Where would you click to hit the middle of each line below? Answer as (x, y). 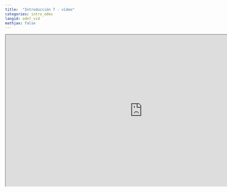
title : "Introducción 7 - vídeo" (40, 9)
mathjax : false (20, 23)
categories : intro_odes (29, 14)
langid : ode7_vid (23, 18)
